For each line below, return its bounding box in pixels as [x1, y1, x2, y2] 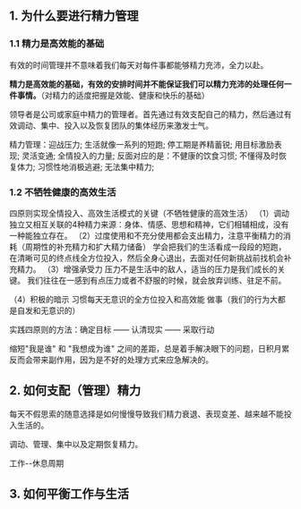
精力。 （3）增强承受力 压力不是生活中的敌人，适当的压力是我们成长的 [16, 263, 278, 275]
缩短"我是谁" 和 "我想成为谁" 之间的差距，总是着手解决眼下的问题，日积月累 [9, 343, 289, 353]
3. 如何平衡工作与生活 [9, 487, 130, 502]
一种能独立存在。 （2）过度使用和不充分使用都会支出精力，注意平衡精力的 [9, 230, 284, 241]
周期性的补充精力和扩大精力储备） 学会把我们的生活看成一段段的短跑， [24, 241, 287, 252]
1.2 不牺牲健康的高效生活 [9, 186, 116, 199]
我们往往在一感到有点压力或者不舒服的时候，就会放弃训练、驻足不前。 [26, 275, 287, 285]
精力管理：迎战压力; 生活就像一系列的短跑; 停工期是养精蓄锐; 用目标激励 [9, 139, 275, 149]
